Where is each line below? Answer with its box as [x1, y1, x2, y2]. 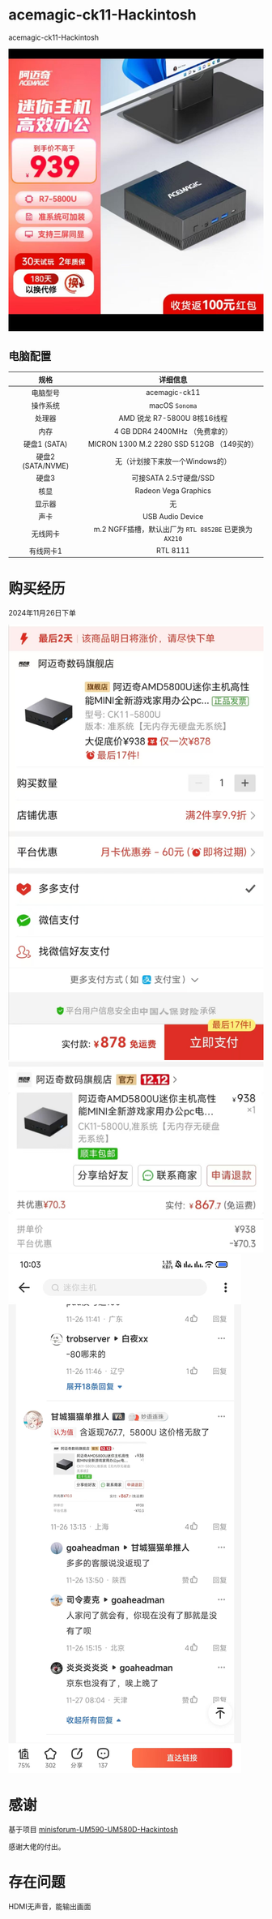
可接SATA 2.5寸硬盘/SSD [131, 473, 215, 483]
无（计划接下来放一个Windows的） [114, 456, 232, 466]
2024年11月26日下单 [8, 608, 77, 618]
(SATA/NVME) [21, 461, 70, 471]
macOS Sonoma [148, 400, 198, 410]
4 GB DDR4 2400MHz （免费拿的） [113, 426, 232, 436]
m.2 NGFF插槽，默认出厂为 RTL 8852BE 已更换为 [93, 525, 253, 534]
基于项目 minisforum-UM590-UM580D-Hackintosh [8, 1824, 178, 1834]
